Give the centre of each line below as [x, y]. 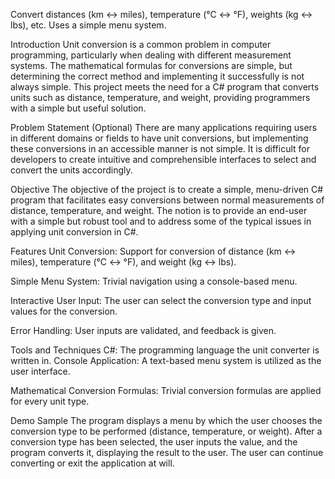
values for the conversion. [64, 311]
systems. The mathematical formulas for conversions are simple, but [151, 65]
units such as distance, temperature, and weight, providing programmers [160, 97]
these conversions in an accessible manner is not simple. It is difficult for [160, 148]
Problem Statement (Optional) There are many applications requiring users [164, 127]
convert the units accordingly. [71, 170]
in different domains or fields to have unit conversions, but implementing [159, 138]
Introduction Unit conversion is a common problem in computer [141, 44]
